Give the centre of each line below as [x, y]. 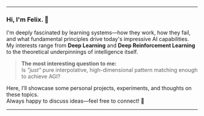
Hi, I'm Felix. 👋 [28, 19]
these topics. [22, 95]
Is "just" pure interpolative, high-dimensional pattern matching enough [109, 70]
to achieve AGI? [41, 77]
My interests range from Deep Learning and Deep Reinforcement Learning [101, 45]
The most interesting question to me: [69, 63]
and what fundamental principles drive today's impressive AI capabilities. [98, 39]
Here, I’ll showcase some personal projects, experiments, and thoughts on [99, 88]
